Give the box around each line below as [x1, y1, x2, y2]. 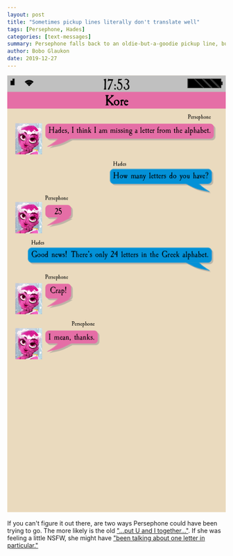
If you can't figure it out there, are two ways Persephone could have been [7, 519, 218, 527]
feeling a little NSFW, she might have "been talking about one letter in [7, 534, 205, 542]
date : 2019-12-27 [7, 55, 58, 62]
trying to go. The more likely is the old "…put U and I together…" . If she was [7, 526, 221, 535]
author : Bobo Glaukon [7, 48, 70, 55]
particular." [7, 541, 39, 549]
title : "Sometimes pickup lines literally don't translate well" [7, 18, 200, 26]
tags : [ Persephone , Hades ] [7, 26, 85, 33]
